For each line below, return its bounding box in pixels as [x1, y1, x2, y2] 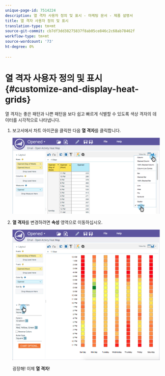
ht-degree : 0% [5, 44, 34, 49]
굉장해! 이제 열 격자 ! [12, 366, 51, 372]
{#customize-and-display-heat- [5, 84, 139, 94]
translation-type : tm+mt [5, 24, 56, 29]
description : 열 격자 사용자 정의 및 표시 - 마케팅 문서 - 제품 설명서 [5, 13, 133, 18]
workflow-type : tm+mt [5, 34, 50, 39]
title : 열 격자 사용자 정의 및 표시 [5, 18, 69, 23]
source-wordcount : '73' [5, 39, 54, 44]
